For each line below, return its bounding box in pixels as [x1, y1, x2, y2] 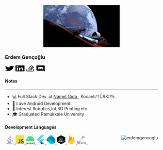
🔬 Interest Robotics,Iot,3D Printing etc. [12, 106, 89, 112]
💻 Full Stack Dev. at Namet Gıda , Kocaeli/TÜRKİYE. [12, 94, 116, 100]
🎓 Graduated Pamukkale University [12, 111, 84, 117]
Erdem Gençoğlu [5, 54, 45, 61]
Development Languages [5, 124, 57, 130]
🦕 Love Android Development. [12, 100, 72, 106]
